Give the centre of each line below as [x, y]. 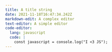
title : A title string [29, 10]
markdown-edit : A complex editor [40, 19]
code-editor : [19, 28]
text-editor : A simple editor [37, 24]
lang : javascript [28, 33]
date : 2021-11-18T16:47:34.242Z [39, 14]
